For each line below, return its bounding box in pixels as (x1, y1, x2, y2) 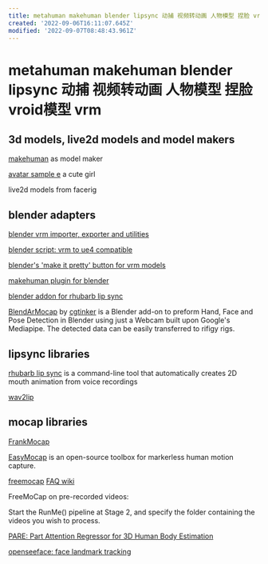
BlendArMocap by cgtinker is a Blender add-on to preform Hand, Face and (8, 307, 254, 317)
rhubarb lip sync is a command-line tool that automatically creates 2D (8, 369, 238, 378)
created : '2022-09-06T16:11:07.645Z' (8, 19, 134, 27)
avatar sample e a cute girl (8, 170, 96, 179)
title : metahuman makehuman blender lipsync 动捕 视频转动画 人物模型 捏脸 (8, 11, 250, 20)
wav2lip (8, 393, 34, 402)
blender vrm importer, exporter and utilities (8, 230, 149, 239)
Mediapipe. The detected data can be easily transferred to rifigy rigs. (8, 324, 235, 334)
